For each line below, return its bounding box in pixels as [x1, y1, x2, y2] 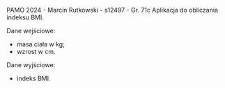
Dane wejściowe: [6, 27, 56, 35]
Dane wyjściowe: [6, 61, 56, 69]
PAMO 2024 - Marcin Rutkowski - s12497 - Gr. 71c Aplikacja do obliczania [6, 6, 219, 14]
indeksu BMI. [6, 13, 45, 21]
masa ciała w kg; [16, 40, 65, 48]
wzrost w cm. [16, 48, 56, 55]
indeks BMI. [16, 74, 51, 82]
